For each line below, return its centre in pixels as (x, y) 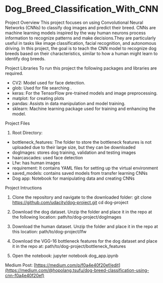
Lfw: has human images (36, 163)
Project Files (18, 123)
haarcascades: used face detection (47, 157)
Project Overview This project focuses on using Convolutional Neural (74, 22)
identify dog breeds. (25, 58)
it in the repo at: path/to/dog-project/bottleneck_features (69, 246)
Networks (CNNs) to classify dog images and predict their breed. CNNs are (81, 27)
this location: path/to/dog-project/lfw (49, 231)
